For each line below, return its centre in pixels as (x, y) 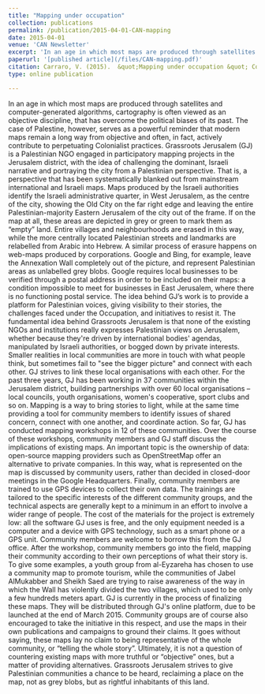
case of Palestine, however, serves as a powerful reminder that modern (124, 129)
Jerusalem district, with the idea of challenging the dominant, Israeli (118, 162)
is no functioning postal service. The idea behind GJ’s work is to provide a (129, 296)
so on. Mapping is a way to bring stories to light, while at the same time (124, 405)
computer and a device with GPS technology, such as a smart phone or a (127, 531)
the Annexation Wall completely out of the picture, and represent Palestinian (132, 263)
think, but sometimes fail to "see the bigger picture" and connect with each (130, 363)
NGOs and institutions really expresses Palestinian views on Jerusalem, (124, 330)
